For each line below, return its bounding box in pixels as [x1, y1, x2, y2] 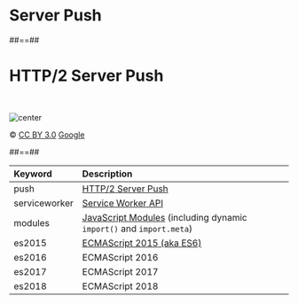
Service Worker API [82, 197, 164, 209]
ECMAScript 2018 [82, 280, 159, 292]
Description [82, 168, 133, 180]
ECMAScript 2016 [82, 251, 159, 263]
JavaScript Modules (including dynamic [82, 211, 247, 223]
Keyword [13, 168, 53, 180]
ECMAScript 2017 [82, 265, 159, 277]
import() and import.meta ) [82, 222, 193, 235]
